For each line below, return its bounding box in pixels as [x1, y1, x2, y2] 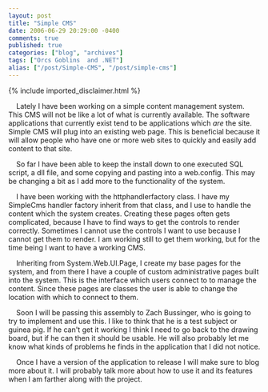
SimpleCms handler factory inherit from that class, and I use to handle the [8, 200, 252, 210]
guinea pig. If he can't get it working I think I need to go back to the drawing [8, 325, 258, 334]
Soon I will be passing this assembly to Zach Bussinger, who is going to [15, 307, 252, 317]
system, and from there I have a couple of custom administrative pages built [8, 266, 259, 276]
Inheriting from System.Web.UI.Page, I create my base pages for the [15, 258, 242, 268]
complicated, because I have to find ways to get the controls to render [8, 217, 240, 226]
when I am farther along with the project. [8, 374, 142, 384]
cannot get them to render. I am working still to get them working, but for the [8, 234, 261, 244]
